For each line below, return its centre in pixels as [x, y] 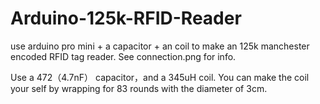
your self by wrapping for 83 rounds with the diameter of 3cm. [139, 88]
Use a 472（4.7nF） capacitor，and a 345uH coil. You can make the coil [160, 77]
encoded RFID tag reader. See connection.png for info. [123, 56]
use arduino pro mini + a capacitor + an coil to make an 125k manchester [160, 46]
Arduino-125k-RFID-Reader [126, 18]
